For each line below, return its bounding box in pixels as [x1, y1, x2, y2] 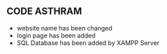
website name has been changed [16, 24, 112, 32]
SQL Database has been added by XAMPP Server [16, 38, 160, 47]
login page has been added [16, 31, 96, 39]
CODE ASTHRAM [6, 6, 82, 17]
